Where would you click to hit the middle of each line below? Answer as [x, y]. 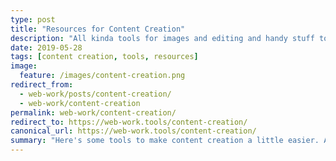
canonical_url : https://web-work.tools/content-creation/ [133, 131]
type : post [33, 19]
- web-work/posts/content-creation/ [95, 94]
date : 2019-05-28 [46, 47]
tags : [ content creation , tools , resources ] [104, 57]
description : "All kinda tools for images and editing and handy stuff [162, 38]
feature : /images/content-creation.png [102, 76]
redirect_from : [42, 85]
